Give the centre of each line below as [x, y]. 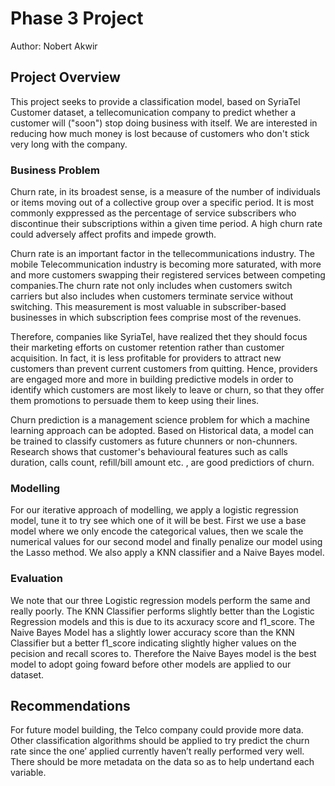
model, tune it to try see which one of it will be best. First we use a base [158, 521]
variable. [28, 773]
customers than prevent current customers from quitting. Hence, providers [164, 369]
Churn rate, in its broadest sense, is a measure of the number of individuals [165, 192]
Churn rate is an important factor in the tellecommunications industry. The [162, 254]
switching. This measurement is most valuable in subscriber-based [148, 307]
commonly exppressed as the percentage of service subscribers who [153, 213]
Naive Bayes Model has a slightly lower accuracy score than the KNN [152, 632]
